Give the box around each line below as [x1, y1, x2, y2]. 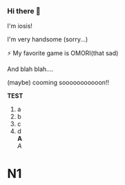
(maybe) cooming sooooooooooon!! [7, 79, 109, 87]
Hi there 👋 [7, 6, 41, 16]
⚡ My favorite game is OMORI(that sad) [7, 49, 119, 57]
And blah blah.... [7, 65, 54, 73]
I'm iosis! [7, 22, 33, 30]
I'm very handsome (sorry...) [7, 35, 88, 43]
